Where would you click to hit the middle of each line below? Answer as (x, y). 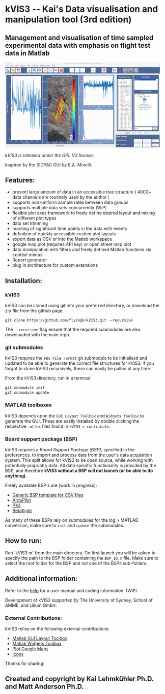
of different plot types (34, 218)
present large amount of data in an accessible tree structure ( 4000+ (82, 192)
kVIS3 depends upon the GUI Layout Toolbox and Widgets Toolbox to (75, 416)
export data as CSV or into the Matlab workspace (62, 239)
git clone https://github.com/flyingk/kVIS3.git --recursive (69, 320)
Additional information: (41, 579)
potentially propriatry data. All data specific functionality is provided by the (81, 465)
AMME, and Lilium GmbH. (31, 605)
